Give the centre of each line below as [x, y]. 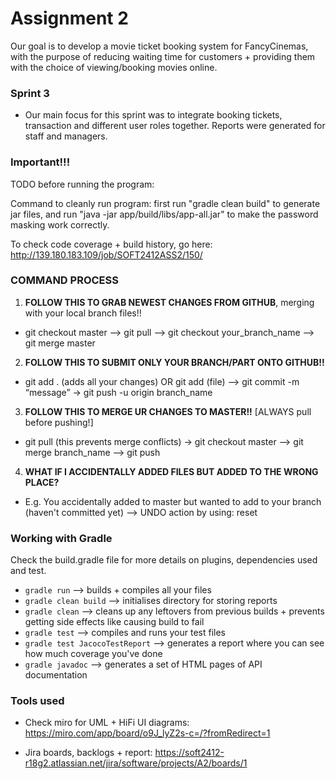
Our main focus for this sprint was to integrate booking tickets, [153, 115]
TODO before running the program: [82, 184]
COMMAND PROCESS [64, 280]
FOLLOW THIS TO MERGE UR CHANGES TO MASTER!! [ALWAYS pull [168, 411]
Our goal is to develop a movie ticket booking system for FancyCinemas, [159, 46]
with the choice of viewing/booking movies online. [114, 67]
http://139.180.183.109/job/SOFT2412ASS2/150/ [106, 254]
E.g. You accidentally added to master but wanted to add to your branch [173, 501]
